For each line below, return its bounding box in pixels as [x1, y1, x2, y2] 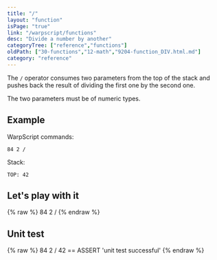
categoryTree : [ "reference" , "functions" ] [7, 42, 128, 49]
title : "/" [7, 10, 38, 17]
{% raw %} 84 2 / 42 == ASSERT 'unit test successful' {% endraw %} [7, 246, 205, 254]
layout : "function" [7, 17, 63, 23]
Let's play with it [7, 190, 79, 202]
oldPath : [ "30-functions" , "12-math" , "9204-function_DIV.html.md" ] [7, 49, 201, 56]
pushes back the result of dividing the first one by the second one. [7, 80, 196, 89]
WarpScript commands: [7, 132, 74, 141]
